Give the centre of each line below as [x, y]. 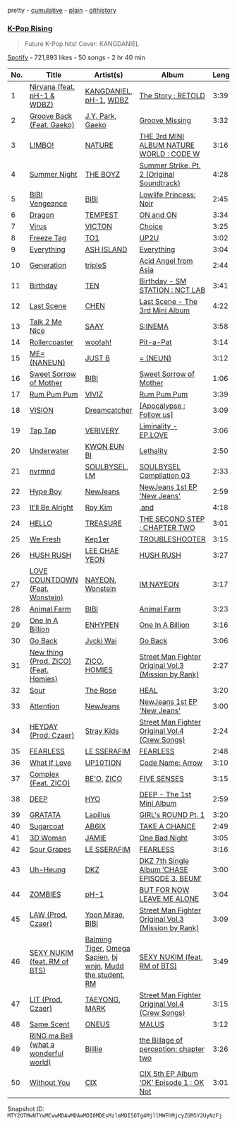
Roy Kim [99, 508]
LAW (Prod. [48, 915]
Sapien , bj [102, 957]
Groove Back [51, 116]
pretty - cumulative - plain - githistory [62, 10]
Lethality [153, 451]
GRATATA [45, 815]
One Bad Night [164, 838]
